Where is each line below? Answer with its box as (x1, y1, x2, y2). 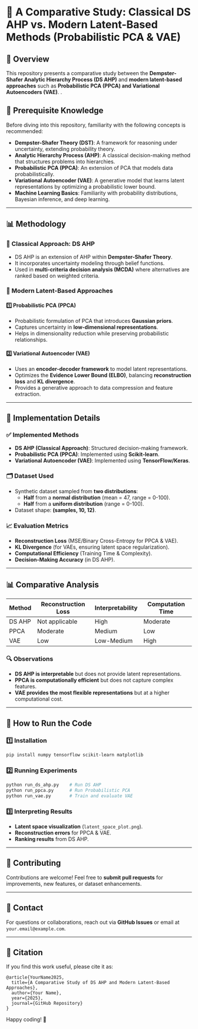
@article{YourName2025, (6, 975, 65, 981)
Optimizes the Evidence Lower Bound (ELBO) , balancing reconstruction (14, 371, 192, 378)
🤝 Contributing (6, 858, 61, 868)
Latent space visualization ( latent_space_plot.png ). (14, 823, 143, 830)
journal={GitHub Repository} (11, 1001, 83, 1007)
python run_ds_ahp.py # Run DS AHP (6, 782, 101, 788)
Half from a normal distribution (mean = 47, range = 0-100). (23, 494, 171, 501)
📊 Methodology (6, 219, 67, 229)
